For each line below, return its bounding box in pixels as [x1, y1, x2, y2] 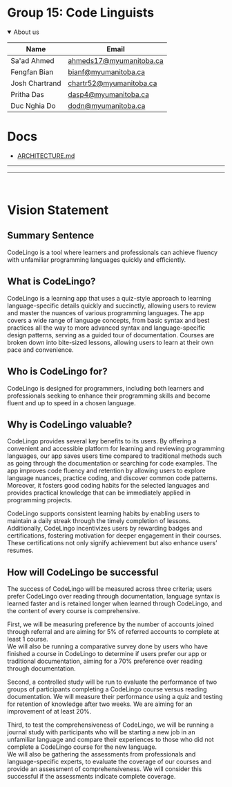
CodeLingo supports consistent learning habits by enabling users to [7, 509, 200, 518]
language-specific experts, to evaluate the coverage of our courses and [7, 757, 212, 766]
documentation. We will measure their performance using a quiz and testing [7, 693, 223, 701]
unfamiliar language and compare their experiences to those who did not [7, 736, 214, 744]
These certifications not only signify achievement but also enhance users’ [7, 539, 217, 547]
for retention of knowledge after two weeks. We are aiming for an [7, 700, 193, 708]
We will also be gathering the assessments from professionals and [7, 750, 196, 759]
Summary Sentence [7, 230, 95, 242]
